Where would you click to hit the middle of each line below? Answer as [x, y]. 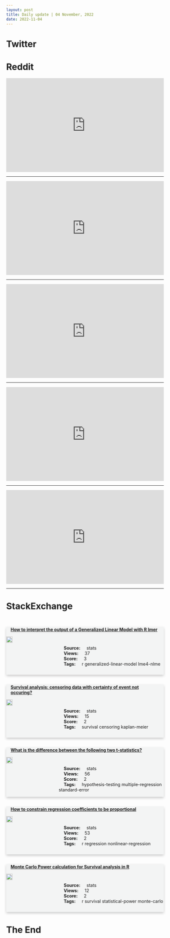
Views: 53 [77, 833]
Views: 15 [76, 716]
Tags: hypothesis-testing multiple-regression [113, 785]
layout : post [20, 10]
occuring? [21, 693]
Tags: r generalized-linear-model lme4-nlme [112, 664]
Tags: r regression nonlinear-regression [107, 844]
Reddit [20, 67]
